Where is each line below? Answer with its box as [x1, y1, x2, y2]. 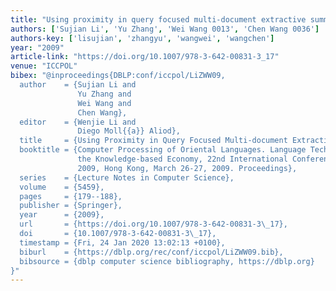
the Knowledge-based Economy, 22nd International [77, 154, 288, 164]
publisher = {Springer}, [19, 201, 123, 211]
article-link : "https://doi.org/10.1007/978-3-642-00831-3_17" [10, 52, 280, 62]
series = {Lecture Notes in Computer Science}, [19, 172, 235, 183]
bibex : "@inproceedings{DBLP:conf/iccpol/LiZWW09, [10, 71, 226, 81]
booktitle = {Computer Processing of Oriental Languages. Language [19, 145, 307, 155]
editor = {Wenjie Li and [19, 117, 137, 127]
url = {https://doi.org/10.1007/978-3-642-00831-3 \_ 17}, [19, 219, 288, 230]
